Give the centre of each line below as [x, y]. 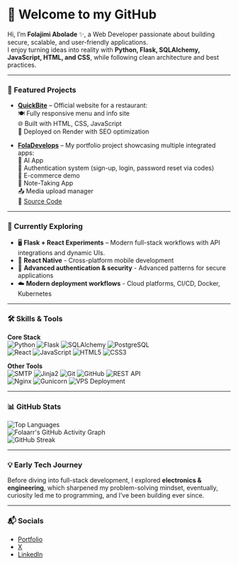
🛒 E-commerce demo [49, 176]
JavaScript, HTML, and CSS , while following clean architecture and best [113, 57]
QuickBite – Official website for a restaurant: [83, 105]
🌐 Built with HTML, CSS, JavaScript [69, 124]
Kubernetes [34, 294]
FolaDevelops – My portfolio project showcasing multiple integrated [117, 146]
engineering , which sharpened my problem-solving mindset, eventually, [113, 488]
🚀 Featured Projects [42, 90]
